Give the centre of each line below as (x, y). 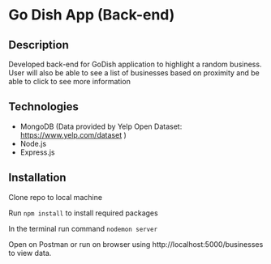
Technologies (44, 107)
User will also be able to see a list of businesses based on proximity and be (134, 73)
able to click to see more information (70, 81)
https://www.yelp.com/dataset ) (73, 134)
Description (39, 45)
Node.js (33, 143)
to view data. (30, 253)
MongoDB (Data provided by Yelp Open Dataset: (101, 126)
